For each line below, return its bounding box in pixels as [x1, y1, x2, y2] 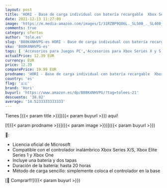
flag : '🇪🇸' [5, 81, 30, 86]
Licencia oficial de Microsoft [12, 141, 71, 147]
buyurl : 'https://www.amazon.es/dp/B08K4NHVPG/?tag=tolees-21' [5, 90, 139, 95]
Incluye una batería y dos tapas [12, 157, 77, 163]
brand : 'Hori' [5, 85, 35, 91]
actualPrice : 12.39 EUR [5, 53, 55, 58]
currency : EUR [5, 58, 35, 63]
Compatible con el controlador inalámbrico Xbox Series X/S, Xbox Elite [12, 147, 158, 153]
